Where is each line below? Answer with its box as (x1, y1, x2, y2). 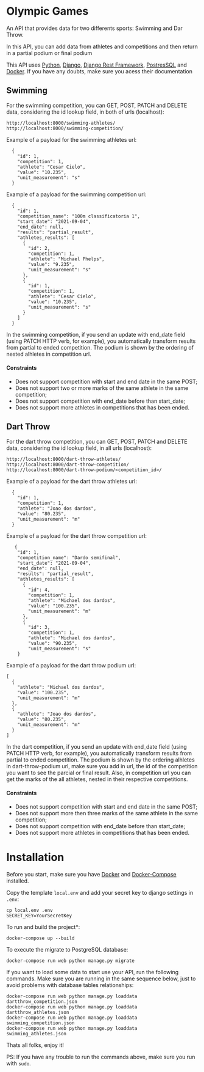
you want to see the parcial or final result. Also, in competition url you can (6, 769, 191, 776)
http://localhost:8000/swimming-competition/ (6, 125, 124, 131)
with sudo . (6, 1059, 32, 1067)
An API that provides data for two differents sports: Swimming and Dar (6, 24, 183, 32)
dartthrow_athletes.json (6, 1009, 69, 1015)
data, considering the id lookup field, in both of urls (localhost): (6, 108, 164, 116)
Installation (6, 851, 65, 864)
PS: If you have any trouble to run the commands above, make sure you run (6, 1053, 195, 1060)
